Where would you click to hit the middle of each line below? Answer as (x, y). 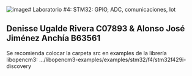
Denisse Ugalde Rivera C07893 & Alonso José (96, 28)
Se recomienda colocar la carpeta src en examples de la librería (87, 53)
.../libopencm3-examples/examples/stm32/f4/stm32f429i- (113, 59)
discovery (19, 66)
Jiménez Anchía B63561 (54, 38)
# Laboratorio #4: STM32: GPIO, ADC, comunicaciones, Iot (102, 9)
